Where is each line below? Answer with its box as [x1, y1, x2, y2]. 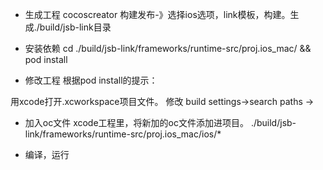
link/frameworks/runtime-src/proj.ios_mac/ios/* [24, 128, 222, 140]
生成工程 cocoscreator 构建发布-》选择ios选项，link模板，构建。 [24, 9, 291, 20]
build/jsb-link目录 [39, 21, 112, 33]
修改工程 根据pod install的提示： [24, 74, 158, 86]
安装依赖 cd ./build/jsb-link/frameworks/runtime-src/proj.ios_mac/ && [24, 43, 312, 54]
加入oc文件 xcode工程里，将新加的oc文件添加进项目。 [24, 117, 249, 128]
